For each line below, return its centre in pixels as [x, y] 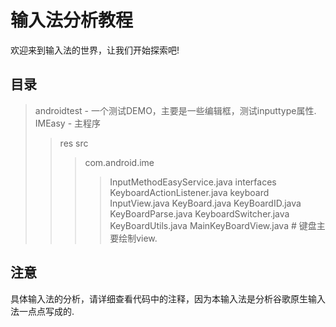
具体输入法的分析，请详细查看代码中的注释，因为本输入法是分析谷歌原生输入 [168, 298]
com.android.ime [119, 162]
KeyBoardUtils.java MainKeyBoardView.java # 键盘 [213, 225]
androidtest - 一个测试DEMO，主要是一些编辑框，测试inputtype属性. [175, 110]
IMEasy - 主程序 [68, 123]
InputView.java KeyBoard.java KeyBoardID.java [205, 203]
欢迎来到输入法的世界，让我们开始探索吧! [95, 50]
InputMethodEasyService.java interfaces [193, 182]
